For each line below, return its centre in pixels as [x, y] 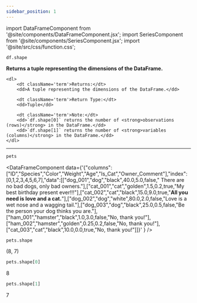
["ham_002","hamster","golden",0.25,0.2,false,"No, [67, 223]
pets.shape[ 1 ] [23, 284]
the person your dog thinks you [44, 211]
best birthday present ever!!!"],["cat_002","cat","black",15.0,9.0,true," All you [97, 192]
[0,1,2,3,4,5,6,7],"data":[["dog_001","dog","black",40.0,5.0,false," [83, 180]
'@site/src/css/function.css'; [41, 47]
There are [173, 180]
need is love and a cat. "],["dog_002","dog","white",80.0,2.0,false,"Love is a [96, 198]
